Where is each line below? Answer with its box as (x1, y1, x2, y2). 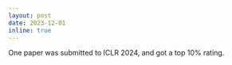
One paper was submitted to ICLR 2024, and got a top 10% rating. (8, 48, 225, 58)
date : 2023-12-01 (8, 19, 66, 27)
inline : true (8, 26, 52, 34)
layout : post (8, 11, 52, 20)
